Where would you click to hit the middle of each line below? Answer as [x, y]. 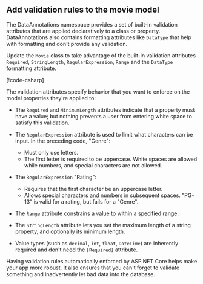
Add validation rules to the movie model [83, 10]
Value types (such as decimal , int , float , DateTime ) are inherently [97, 243]
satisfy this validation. [42, 123]
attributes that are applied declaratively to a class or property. [83, 31]
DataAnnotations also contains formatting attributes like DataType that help [99, 37]
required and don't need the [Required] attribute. [76, 250]
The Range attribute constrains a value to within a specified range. [97, 213]
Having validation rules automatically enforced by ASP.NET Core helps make [102, 261]
